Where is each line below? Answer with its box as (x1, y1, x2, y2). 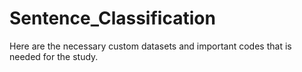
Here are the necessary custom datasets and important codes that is (9, 40, 292, 52)
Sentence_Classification (9, 7, 216, 30)
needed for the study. (9, 50, 99, 62)
